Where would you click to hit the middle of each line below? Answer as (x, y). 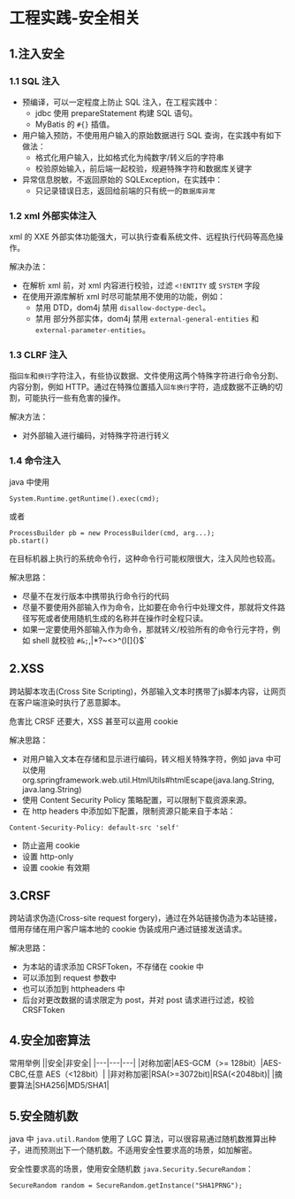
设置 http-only (48, 856)
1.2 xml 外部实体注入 (53, 215)
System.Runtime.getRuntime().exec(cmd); (85, 498)
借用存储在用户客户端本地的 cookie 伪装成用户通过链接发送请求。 (128, 929)
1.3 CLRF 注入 (38, 355)
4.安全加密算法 (50, 1040)
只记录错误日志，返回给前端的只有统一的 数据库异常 (125, 191)
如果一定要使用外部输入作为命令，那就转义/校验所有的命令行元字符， (147, 629)
